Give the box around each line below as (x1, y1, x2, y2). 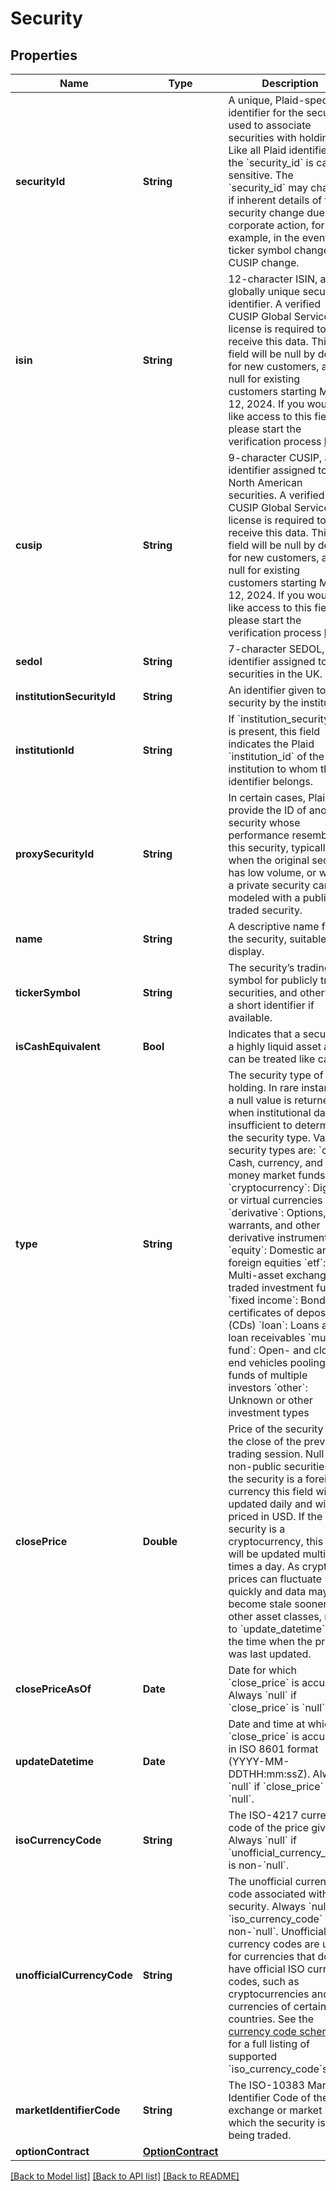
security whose (228, 816, 301, 829)
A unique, (228, 93, 273, 107)
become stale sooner (228, 1597, 328, 1611)
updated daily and (228, 1497, 313, 1511)
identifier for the (228, 106, 304, 119)
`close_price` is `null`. (228, 1701, 328, 1714)
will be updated (228, 1547, 301, 1561)
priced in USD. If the (228, 1510, 323, 1523)
